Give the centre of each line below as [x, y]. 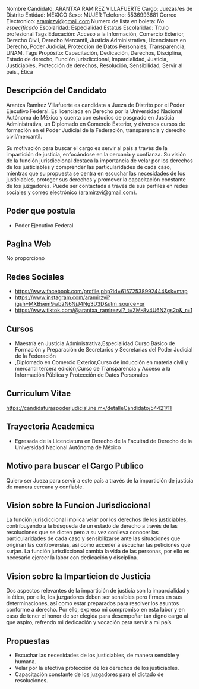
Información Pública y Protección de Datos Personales [81, 375]
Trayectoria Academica [50, 427]
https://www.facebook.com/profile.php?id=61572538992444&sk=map [101, 292]
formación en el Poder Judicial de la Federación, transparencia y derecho [96, 130]
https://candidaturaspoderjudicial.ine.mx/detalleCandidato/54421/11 [89, 408]
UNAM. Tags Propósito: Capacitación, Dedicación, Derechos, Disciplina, [94, 53]
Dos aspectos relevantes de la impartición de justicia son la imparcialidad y [98, 591]
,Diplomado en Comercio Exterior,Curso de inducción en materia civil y [101, 362]
